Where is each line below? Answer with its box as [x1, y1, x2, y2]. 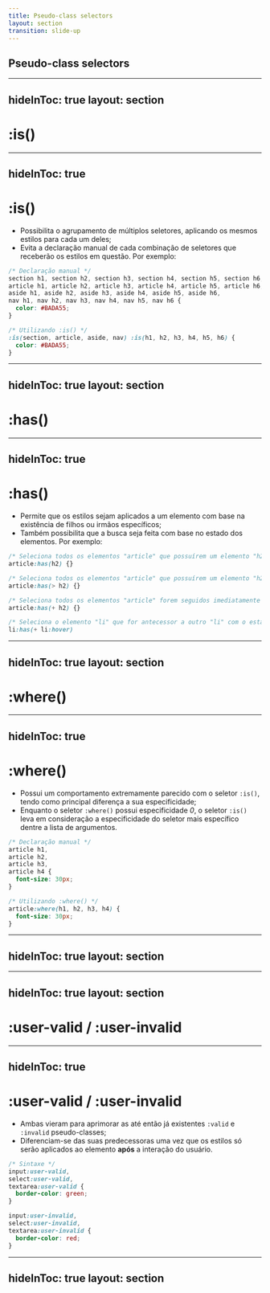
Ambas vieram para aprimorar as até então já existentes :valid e [19, 1119, 235, 1128]
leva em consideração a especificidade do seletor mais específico [19, 813, 239, 824]
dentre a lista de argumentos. [19, 822, 118, 832]
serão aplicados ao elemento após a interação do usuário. [19, 1144, 213, 1154]
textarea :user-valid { [8, 1182, 84, 1190]
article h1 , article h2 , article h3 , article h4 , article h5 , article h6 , [8, 282, 264, 290]
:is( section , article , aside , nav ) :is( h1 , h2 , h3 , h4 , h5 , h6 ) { [8, 333, 235, 342]
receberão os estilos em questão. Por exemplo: [19, 251, 177, 261]
